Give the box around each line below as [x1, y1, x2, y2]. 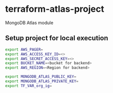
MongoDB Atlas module [5, 20, 54, 26]
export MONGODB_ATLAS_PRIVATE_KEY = [5, 79, 79, 84]
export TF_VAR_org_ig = [5, 83, 52, 88]
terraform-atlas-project [5, 3, 105, 15]
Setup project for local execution [5, 34, 109, 42]
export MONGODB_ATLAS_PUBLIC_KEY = [5, 74, 77, 79]
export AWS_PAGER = [5, 47, 43, 52]
